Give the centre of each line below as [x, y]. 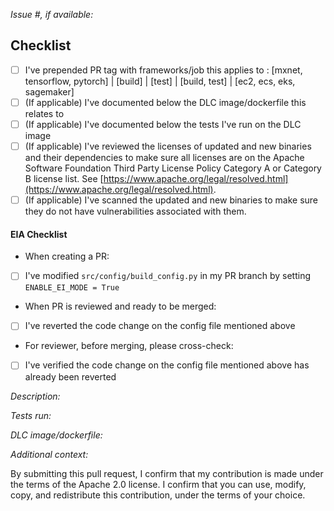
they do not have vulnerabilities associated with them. [135, 211]
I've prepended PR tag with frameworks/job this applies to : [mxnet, [163, 70]
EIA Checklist [39, 234]
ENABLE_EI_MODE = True [72, 288]
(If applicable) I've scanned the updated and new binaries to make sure [171, 200]
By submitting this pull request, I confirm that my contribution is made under [167, 473]
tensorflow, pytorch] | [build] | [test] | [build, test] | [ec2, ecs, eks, [160, 81]
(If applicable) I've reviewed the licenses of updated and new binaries [168, 146]
